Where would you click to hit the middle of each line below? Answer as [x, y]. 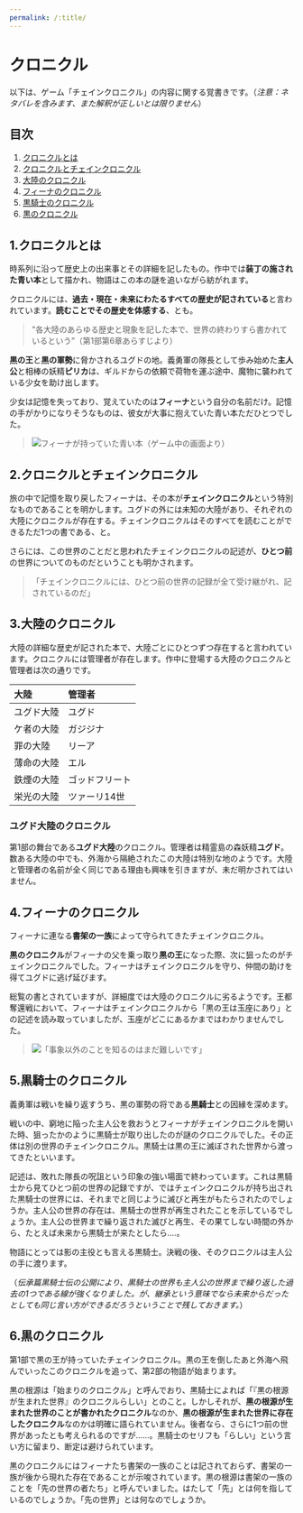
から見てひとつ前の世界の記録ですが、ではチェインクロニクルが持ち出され [155, 1187]
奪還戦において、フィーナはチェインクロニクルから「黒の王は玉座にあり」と [151, 1008]
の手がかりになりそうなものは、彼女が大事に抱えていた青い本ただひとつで [147, 413]
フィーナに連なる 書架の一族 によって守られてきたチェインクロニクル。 [139, 936]
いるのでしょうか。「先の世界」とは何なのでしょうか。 [110, 1499]
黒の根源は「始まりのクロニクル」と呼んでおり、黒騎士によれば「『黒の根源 [149, 1389]
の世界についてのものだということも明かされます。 [104, 562]
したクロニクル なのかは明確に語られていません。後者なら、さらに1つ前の [145, 1424]
